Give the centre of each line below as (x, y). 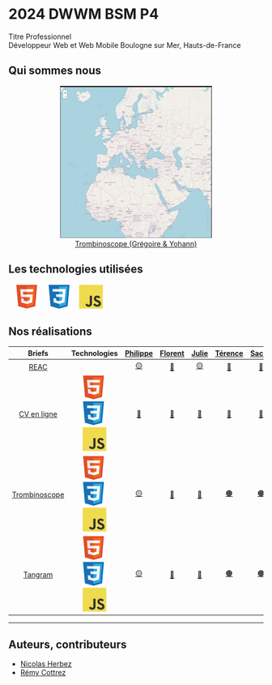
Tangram (38, 574)
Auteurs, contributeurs (68, 644)
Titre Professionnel (40, 36)
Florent (172, 353)
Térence (229, 353)
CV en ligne (38, 414)
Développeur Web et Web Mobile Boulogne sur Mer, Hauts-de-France (125, 45)
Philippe (139, 353)
